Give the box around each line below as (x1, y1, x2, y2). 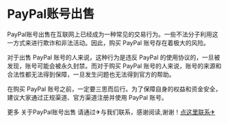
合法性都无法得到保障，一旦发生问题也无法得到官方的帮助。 (7, 70, 175, 79)
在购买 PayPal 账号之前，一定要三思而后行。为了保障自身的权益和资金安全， (7, 85, 222, 93)
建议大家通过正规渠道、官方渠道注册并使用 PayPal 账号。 (7, 93, 168, 101)
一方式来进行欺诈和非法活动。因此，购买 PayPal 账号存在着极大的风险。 (7, 38, 210, 46)
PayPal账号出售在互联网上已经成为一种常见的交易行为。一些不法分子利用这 (7, 30, 218, 38)
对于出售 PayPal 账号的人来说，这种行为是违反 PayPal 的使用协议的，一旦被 (7, 53, 220, 61)
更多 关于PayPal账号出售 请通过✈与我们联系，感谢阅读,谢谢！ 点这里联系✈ (7, 107, 216, 116)
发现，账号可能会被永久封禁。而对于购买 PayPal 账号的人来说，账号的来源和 (7, 61, 222, 70)
